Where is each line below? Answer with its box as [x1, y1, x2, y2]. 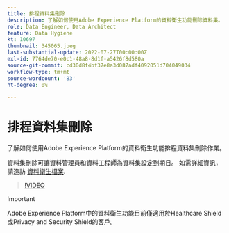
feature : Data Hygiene [7, 29, 73, 37]
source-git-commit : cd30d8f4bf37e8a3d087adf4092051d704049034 [7, 62, 191, 69]
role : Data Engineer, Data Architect [7, 23, 117, 30]
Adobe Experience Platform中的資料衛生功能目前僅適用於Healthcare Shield [7, 209, 222, 218]
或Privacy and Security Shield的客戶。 [7, 218, 117, 226]
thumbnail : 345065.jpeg [7, 42, 76, 49]
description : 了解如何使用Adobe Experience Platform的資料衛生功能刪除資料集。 [7, 17, 223, 24]
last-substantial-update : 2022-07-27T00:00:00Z [7, 49, 148, 56]
